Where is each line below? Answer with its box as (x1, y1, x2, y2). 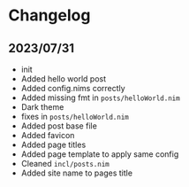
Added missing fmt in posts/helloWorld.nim (20, 92, 180, 103)
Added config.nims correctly (20, 83, 125, 93)
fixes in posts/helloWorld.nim (20, 112, 129, 121)
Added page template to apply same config (20, 149, 179, 160)
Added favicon (20, 130, 75, 140)
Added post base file (20, 121, 98, 131)
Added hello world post (20, 74, 107, 84)
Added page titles (20, 139, 87, 150)
